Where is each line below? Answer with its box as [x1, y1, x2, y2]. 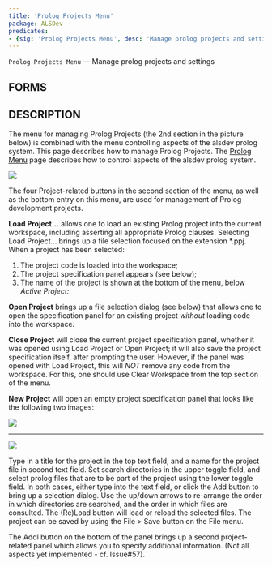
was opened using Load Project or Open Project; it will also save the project [8, 344, 261, 354]
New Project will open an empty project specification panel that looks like [8, 394, 254, 404]
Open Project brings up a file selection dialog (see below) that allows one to [8, 302, 262, 312]
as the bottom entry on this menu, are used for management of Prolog [8, 195, 242, 204]
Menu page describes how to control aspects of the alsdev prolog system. [8, 155, 257, 165]
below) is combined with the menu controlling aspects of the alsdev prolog [8, 138, 257, 148]
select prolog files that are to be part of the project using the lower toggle [8, 474, 253, 483]
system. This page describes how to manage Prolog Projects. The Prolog [8, 147, 252, 157]
